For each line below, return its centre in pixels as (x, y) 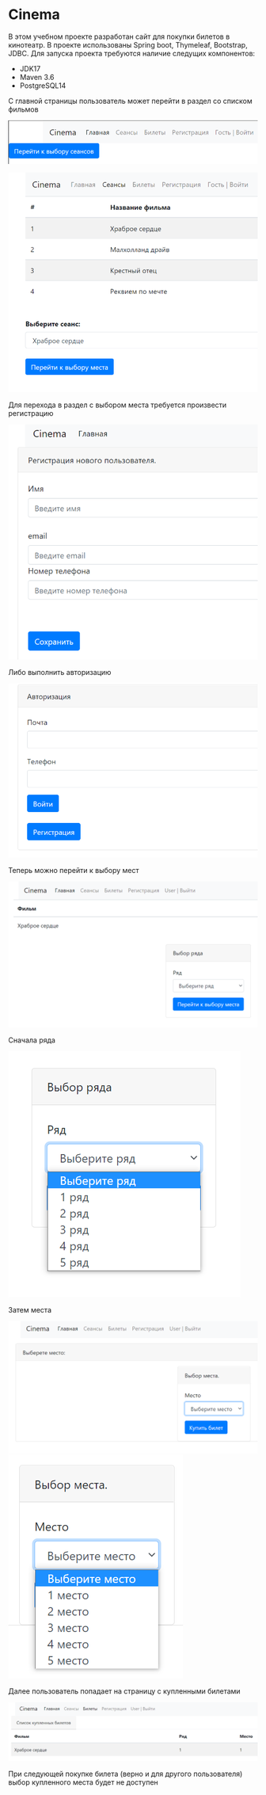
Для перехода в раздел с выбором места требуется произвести (118, 405)
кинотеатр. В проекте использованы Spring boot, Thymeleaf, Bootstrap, (128, 44)
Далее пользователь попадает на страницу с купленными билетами (124, 1691)
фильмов (23, 109)
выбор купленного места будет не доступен (83, 1782)
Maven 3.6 (37, 77)
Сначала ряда (32, 1040)
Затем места (30, 1309)
